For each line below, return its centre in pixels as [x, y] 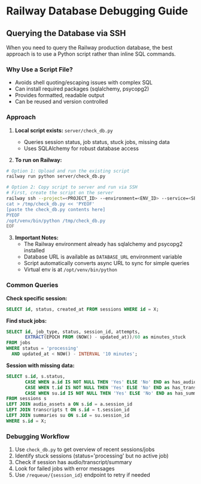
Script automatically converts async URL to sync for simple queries [106, 263]
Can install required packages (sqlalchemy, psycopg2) [82, 89]
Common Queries [32, 285]
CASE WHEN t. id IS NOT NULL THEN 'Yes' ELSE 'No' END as [97, 387]
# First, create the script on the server [60, 193]
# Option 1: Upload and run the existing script [68, 171]
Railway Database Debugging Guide [97, 11]
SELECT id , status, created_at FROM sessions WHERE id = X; [83, 309]
